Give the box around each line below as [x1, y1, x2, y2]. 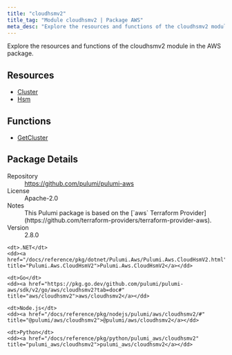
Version [7, 223, 29, 232]
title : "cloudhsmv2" [7, 10, 67, 17]
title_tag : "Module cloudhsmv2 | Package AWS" [7, 17, 144, 24]
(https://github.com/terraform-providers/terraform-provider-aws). [24, 216, 212, 224]
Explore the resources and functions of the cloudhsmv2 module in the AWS [7, 42, 222, 51]
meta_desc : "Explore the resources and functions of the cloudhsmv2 [7, 23, 209, 30]
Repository [7, 172, 38, 180]
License [7, 186, 30, 194]
